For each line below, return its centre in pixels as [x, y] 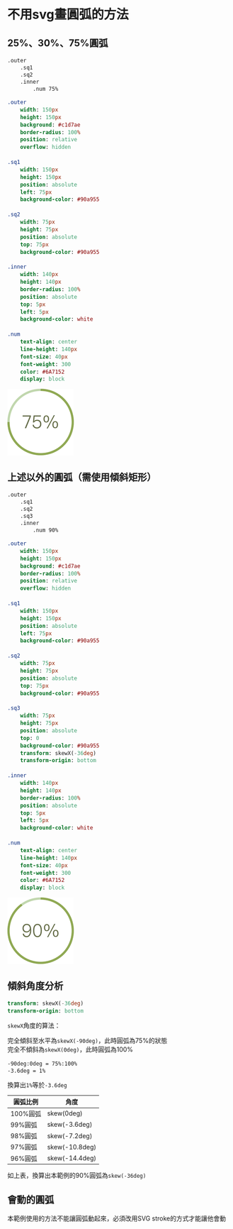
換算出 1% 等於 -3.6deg [37, 1085]
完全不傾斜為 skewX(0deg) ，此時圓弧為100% [70, 1049]
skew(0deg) [65, 1113]
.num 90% [46, 530]
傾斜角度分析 [35, 986]
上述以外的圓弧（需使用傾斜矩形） [82, 477]
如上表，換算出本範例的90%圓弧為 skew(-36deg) [77, 1175]
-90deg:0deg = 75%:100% [42, 1064]
